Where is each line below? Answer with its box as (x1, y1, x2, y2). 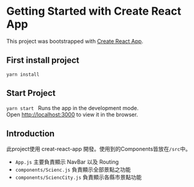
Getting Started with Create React (6, 4, 182, 18)
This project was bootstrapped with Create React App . (6, 37, 144, 45)
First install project (6, 55, 80, 65)
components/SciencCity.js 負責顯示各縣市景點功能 (15, 174, 142, 181)
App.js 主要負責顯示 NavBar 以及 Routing (15, 158, 119, 166)
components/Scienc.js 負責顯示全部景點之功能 (15, 166, 131, 174)
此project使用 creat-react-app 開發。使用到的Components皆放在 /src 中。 (6, 145, 191, 153)
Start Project (6, 88, 56, 98)
